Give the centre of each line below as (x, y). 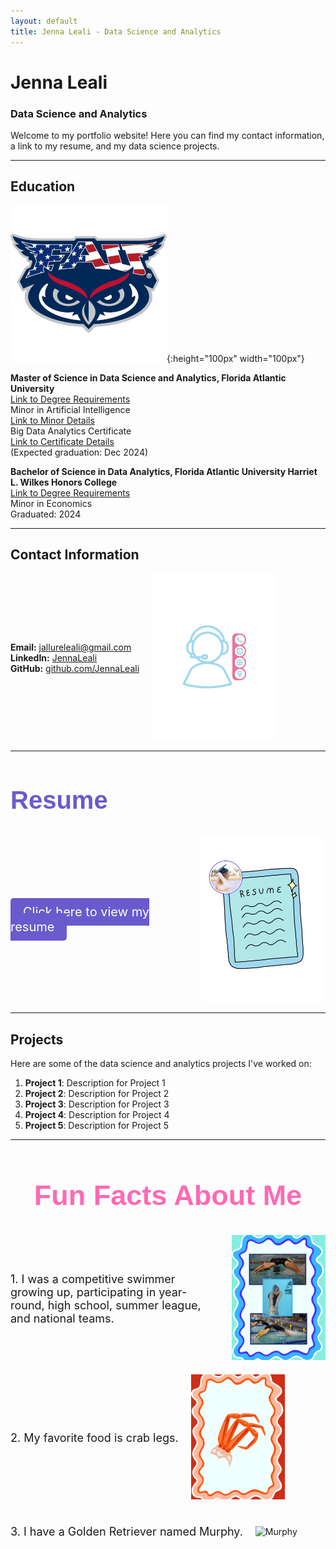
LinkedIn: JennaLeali (54, 657)
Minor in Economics (51, 503)
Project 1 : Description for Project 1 (95, 1082)
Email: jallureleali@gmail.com (71, 647)
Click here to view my (86, 912)
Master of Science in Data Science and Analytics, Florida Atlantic (148, 377)
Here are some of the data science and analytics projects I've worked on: (161, 1063)
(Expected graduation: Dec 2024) (79, 452)
